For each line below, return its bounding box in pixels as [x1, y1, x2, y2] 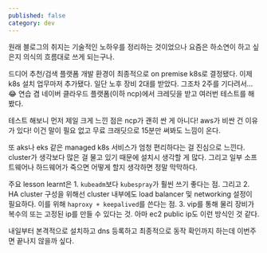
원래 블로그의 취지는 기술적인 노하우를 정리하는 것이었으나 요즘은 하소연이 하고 [8, 41, 251, 52]
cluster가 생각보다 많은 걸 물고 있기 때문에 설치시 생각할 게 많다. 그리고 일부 [8, 152, 243, 162]
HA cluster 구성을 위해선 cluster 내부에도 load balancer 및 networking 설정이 [8, 189, 253, 199]
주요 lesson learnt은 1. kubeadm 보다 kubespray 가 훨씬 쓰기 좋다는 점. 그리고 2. [8, 179, 250, 189]
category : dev [8, 19, 56, 27]
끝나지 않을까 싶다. [16, 235, 74, 245]
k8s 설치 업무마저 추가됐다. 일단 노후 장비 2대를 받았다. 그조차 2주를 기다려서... [8, 79, 253, 88]
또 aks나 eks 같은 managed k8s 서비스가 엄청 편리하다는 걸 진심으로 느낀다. [8, 142, 245, 152]
